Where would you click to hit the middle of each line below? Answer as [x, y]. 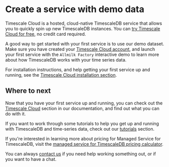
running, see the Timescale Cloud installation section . [61, 75]
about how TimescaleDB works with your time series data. [66, 60]
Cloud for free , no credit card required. [46, 34]
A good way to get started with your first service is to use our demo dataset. [85, 43]
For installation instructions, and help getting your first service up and [78, 70]
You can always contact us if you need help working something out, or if [80, 154]
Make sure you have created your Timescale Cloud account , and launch [80, 49]
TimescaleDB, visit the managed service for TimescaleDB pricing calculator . [84, 144]
